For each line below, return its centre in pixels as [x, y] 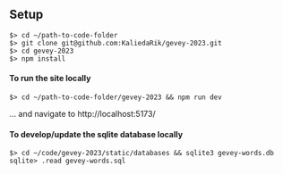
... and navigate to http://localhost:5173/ [82, 114]
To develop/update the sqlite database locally [96, 134]
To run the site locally [50, 79]
